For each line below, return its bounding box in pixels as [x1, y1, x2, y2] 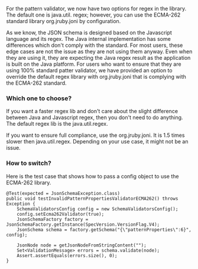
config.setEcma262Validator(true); [17, 211, 105, 217]
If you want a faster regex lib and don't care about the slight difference [6, 108, 178, 115]
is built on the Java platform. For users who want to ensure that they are [6, 60, 181, 68]
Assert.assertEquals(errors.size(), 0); [17, 252, 118, 258]
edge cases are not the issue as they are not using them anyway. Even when [6, 48, 193, 55]
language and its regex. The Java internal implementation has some [6, 36, 171, 42]
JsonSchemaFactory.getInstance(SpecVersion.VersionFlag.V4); [6, 222, 160, 228]
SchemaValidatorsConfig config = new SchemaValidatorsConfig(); [17, 206, 178, 212]
